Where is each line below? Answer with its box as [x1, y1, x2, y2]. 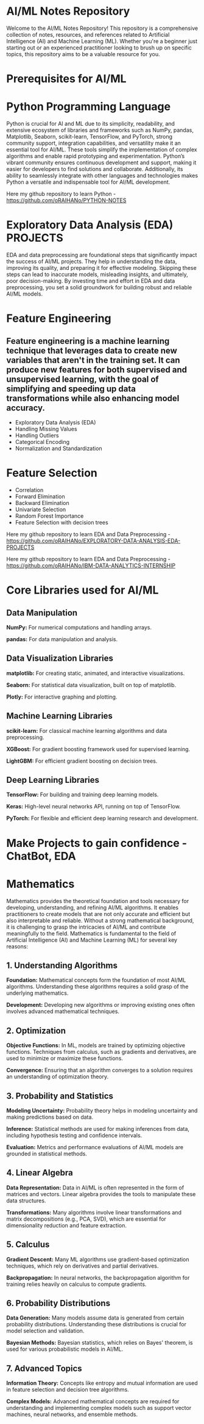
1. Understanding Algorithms [6, 960, 118, 970]
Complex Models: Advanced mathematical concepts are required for [6, 1398, 180, 1405]
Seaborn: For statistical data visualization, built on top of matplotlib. [6, 681, 177, 688]
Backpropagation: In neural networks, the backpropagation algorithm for [6, 1274, 190, 1281]
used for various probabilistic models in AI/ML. [6, 1345, 124, 1353]
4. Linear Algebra [6, 1168, 73, 1178]
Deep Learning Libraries [6, 774, 99, 785]
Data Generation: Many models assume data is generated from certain [6, 1314, 185, 1321]
